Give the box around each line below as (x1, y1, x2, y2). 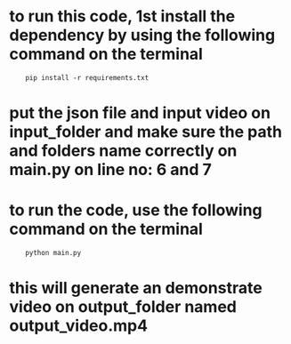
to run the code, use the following (9, 200, 263, 220)
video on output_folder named (9, 297, 238, 317)
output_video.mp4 (9, 316, 149, 336)
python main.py (25, 249, 82, 258)
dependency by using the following (9, 25, 276, 45)
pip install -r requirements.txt (25, 73, 150, 82)
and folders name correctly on (9, 140, 238, 161)
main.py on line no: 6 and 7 (9, 160, 212, 180)
